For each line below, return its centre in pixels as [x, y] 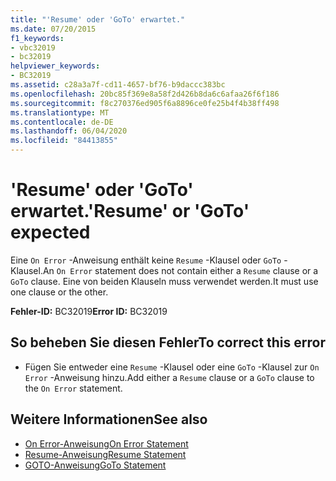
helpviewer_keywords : [55, 66]
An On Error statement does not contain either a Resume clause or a [180, 270]
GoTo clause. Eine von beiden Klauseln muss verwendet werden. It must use [164, 281]
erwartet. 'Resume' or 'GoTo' [130, 211]
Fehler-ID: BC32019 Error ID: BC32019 [89, 311]
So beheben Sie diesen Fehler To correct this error [168, 342]
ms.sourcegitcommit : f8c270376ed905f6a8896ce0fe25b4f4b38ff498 [145, 103]
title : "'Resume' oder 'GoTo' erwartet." [98, 19]
